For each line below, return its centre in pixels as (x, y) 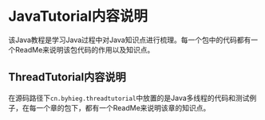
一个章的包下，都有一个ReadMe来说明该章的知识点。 (123, 107)
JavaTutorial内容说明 (78, 16)
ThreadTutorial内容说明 (67, 77)
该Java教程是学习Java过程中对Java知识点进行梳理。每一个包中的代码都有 (130, 40)
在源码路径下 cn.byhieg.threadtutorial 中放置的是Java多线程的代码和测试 (129, 98)
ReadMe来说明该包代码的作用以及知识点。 (85, 49)
